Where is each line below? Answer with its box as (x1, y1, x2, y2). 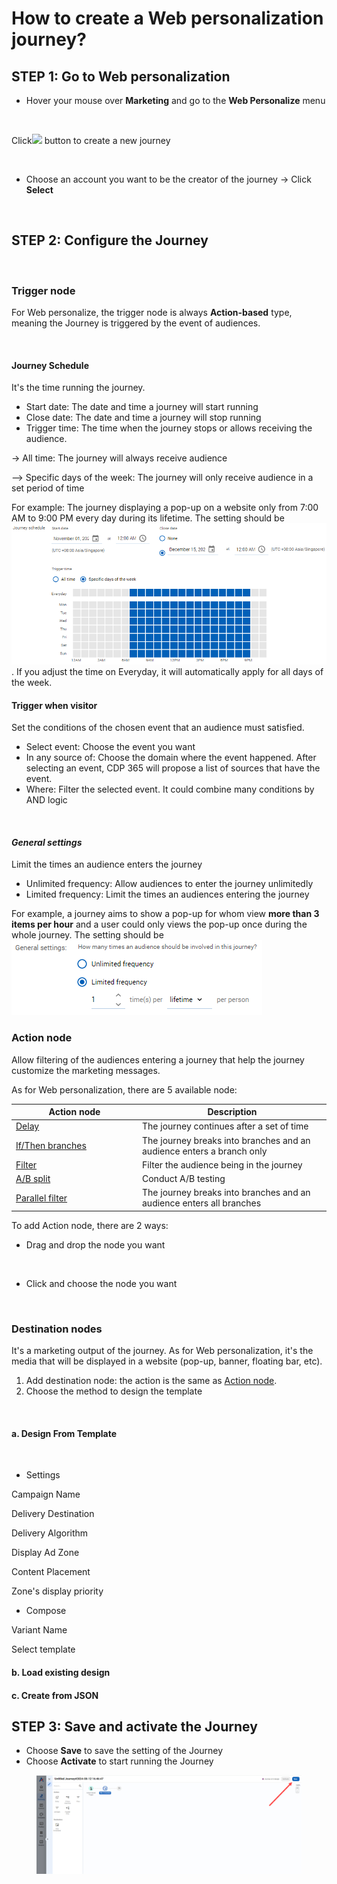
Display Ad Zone (11, 1547, 80, 1559)
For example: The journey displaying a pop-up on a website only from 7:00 (11, 502, 319, 514)
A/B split (15, 1173, 51, 1185)
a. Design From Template (11, 1427, 118, 1439)
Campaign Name (11, 1488, 81, 1501)
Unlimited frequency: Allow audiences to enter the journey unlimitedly (25, 878, 314, 890)
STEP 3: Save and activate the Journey (11, 1718, 258, 1735)
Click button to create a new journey (11, 135, 171, 146)
